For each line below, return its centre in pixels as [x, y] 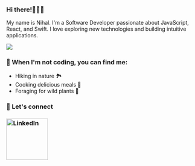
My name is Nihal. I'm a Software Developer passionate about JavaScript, [97, 23]
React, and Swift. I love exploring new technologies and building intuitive [96, 29]
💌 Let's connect [30, 106]
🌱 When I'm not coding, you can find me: [67, 63]
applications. [22, 35]
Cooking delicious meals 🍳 [48, 84]
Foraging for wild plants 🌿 [47, 91]
